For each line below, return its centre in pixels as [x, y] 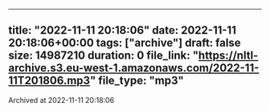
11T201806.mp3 [49, 81]
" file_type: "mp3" [137, 81]
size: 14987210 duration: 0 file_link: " [104, 56]
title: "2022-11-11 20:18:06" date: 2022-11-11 [123, 30]
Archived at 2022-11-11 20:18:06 [61, 100]
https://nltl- [228, 56]
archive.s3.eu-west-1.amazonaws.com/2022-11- [134, 68]
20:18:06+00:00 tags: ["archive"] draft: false [125, 43]
